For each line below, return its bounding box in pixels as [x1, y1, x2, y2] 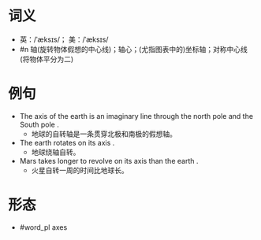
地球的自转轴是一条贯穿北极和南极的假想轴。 [31, 129, 177, 138]
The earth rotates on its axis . [19, 138, 115, 147]
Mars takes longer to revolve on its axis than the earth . [19, 156, 199, 165]
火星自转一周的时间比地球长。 [31, 165, 129, 175]
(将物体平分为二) [19, 54, 74, 64]
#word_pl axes [19, 222, 68, 232]
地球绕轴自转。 [31, 147, 80, 157]
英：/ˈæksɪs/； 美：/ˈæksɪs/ [19, 35, 109, 44]
